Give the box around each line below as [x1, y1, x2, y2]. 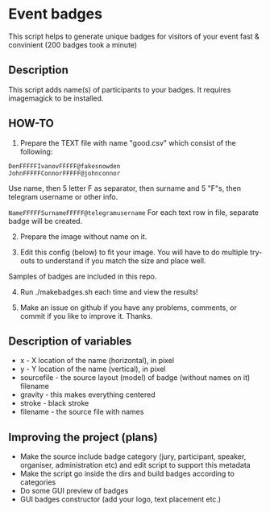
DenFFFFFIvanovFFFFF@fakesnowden [8, 162, 121, 170]
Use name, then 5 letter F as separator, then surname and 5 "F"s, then [8, 183, 242, 193]
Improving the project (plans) [8, 430, 159, 444]
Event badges [8, 5, 103, 23]
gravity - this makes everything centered [19, 390, 156, 399]
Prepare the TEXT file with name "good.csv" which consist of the [19, 138, 236, 147]
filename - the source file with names [19, 407, 144, 417]
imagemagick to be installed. [8, 93, 104, 103]
